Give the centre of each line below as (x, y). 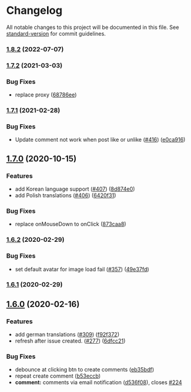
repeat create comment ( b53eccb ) (58, 376)
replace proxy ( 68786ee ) (46, 95)
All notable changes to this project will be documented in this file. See (93, 27)
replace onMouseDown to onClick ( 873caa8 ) (70, 224)
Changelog (34, 11)
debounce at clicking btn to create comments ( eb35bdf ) (85, 370)
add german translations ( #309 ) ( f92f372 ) (67, 335)
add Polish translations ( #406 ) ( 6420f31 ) (65, 195)
